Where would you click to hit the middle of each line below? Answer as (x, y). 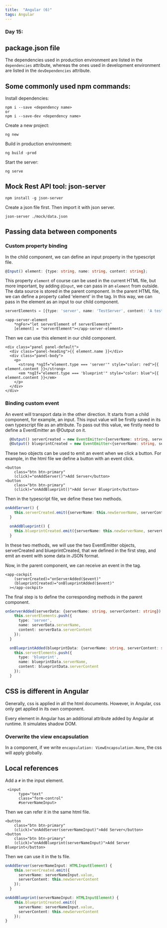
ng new (12, 135)
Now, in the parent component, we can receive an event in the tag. (73, 565)
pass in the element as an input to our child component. (62, 302)
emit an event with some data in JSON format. (52, 556)
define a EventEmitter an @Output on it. (46, 430)
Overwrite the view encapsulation (47, 737)
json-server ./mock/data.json (37, 216)
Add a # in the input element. (35, 780)
